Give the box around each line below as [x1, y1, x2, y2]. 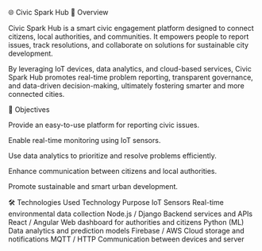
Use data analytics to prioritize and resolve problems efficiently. [8, 151, 217, 160]
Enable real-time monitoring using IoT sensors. [8, 136, 161, 145]
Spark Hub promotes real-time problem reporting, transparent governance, [8, 72, 254, 82]
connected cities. [8, 90, 65, 98]
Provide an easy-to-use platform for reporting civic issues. [8, 120, 200, 129]
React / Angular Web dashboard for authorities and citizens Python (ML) [8, 218, 245, 226]
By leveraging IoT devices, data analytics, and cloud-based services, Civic [8, 64, 252, 73]
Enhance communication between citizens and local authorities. [8, 167, 218, 176]
